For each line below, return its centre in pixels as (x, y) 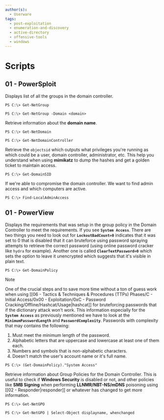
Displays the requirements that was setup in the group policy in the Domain (81, 225)
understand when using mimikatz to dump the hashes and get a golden (77, 160)
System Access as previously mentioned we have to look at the (68, 315)
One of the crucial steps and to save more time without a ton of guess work (81, 289)
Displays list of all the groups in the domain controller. (59, 96)
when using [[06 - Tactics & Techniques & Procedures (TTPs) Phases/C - (79, 294)
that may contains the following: (37, 325)
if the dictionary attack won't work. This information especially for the (75, 310)
